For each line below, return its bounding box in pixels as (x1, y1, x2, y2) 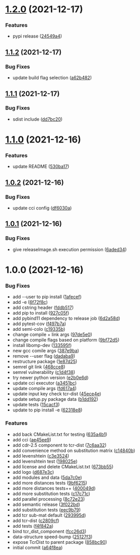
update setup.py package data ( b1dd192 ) (12, 396, 98, 402)
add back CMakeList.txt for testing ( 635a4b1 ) (12, 431, 108, 437)
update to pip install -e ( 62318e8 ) (12, 407, 83, 413)
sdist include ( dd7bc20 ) (12, 116, 63, 122)
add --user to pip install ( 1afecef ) (12, 294, 82, 300)
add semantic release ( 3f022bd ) (12, 501, 80, 507)
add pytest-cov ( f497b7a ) (12, 321, 66, 327)
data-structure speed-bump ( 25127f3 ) (12, 534, 93, 540)
